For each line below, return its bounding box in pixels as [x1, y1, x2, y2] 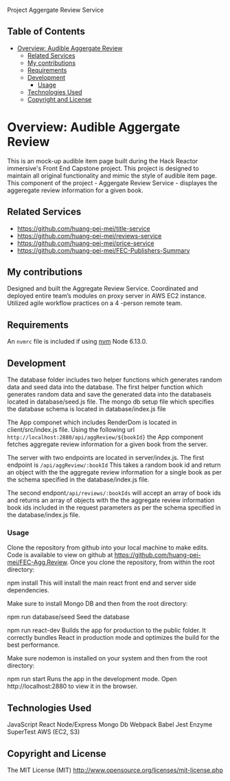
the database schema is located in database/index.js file [7, 405, 166, 413]
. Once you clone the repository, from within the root [66, 558, 215, 567]
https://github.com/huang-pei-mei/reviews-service [16, 231, 162, 240]
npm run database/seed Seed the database [7, 613, 130, 621]
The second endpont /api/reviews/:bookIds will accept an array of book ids [7, 489, 221, 497]
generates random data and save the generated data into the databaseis [7, 390, 211, 398]
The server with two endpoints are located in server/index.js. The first [7, 454, 205, 461]
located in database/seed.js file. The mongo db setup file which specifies [7, 397, 215, 406]
